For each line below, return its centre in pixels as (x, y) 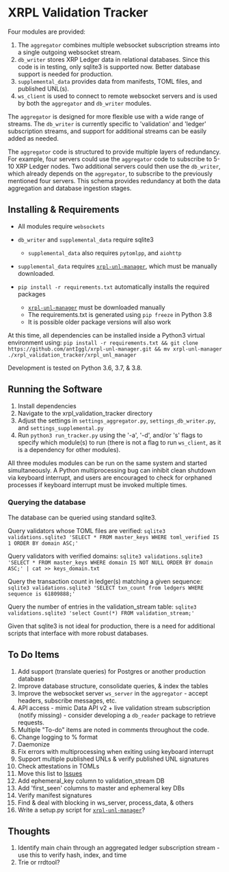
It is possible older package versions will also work (99, 322)
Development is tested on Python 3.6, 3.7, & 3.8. (75, 368)
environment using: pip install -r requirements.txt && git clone (103, 342)
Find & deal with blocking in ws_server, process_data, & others (106, 802)
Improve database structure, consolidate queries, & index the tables (113, 686)
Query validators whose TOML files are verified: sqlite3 (87, 530)
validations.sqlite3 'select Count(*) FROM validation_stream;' (101, 613)
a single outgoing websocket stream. (70, 52)
